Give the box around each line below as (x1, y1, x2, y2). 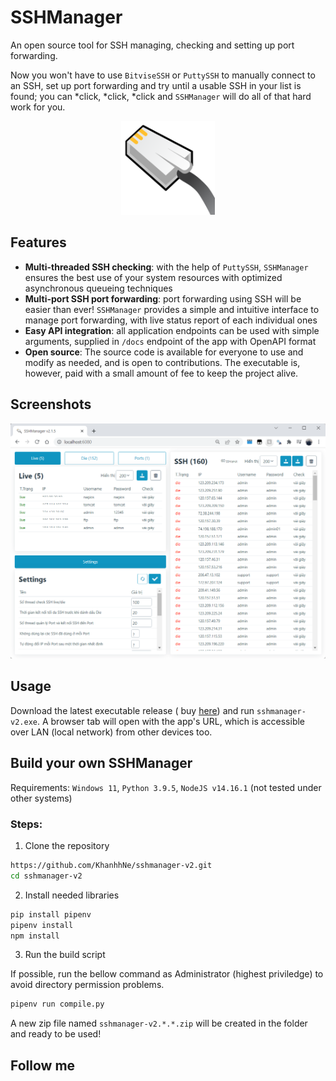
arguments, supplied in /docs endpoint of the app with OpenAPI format (24, 335, 317, 347)
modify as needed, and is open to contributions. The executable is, (24, 356, 301, 368)
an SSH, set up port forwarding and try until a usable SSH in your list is (10, 79, 302, 91)
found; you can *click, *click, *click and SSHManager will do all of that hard (10, 90, 312, 102)
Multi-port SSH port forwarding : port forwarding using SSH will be (24, 292, 302, 305)
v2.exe (10, 717, 38, 727)
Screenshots (10, 396, 92, 413)
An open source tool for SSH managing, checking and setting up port (10, 39, 295, 51)
